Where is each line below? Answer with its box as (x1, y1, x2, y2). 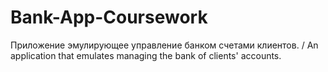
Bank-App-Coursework (10, 6, 208, 29)
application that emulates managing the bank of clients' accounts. (10, 49, 282, 61)
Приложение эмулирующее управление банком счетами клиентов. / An (10, 39, 319, 51)
